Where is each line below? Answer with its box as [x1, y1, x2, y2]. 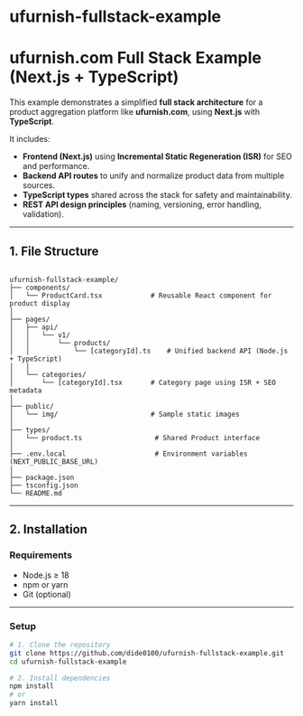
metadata [9, 386, 42, 395]
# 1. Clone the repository [9, 640, 111, 649]
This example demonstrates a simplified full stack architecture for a [9, 97, 263, 108]
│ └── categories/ [9, 370, 87, 379]
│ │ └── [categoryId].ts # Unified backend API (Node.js [9, 346, 289, 355]
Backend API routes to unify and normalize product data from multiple [22, 170, 285, 182]
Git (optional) [22, 589, 72, 599]
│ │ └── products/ [9, 338, 111, 347]
